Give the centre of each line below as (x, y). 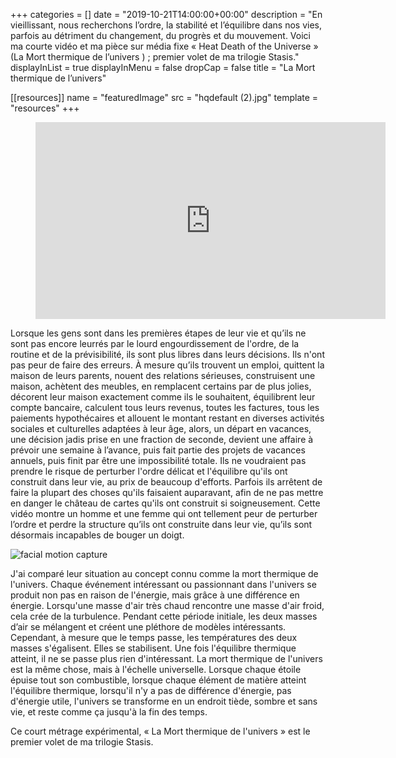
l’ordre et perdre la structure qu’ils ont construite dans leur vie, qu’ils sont (161, 524)
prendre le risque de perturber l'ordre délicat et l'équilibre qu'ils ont (149, 471)
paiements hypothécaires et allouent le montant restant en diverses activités (167, 418)
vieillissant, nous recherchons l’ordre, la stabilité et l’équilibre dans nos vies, (166, 25)
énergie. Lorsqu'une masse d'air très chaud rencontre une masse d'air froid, (167, 605)
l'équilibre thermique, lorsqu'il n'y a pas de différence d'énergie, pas (151, 690)
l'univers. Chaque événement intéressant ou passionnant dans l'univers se (163, 584)
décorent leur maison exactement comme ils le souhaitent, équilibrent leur (163, 397)
